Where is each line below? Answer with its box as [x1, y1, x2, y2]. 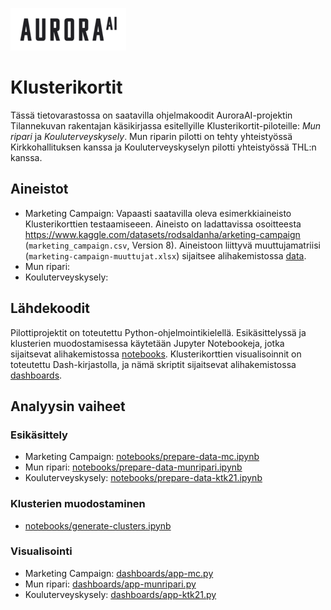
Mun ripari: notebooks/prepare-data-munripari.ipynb [24, 461, 243, 473]
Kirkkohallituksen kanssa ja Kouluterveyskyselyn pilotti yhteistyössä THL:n [10, 141, 317, 153]
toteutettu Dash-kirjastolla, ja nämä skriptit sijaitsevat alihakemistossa [10, 358, 297, 370]
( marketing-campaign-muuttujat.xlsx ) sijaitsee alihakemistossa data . [24, 249, 307, 262]
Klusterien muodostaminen [10, 497, 146, 511]
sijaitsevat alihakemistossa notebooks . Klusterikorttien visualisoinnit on [10, 348, 302, 360]
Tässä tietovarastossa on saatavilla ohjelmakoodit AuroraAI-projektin [10, 109, 293, 121]
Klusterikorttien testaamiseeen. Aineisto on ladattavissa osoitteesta [24, 218, 302, 230]
